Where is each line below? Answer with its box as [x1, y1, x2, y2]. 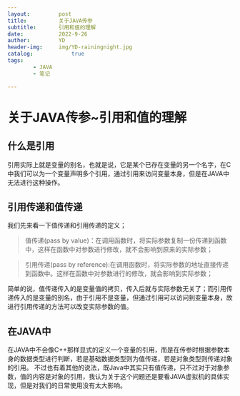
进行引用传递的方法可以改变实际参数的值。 [7, 303, 133, 311]
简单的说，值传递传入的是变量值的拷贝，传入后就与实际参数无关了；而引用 [7, 285, 226, 293]
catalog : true [7, 51, 84, 58]
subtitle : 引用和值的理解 [7, 24, 96, 31]
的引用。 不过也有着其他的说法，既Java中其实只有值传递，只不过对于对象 [7, 363, 224, 372]
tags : [7, 57, 24, 64]
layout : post [7, 10, 72, 18]
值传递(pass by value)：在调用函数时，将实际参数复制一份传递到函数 [24, 236, 227, 245]
